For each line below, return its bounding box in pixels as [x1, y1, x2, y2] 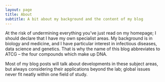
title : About [5, 12, 32, 17]
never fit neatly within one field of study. [5, 72, 88, 78]
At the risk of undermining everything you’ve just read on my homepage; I [5, 30, 157, 36]
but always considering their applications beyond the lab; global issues [5, 66, 151, 72]
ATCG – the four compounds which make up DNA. [5, 51, 108, 57]
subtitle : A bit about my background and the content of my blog [5, 16, 143, 21]
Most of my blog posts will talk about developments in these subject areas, [5, 61, 158, 67]
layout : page [5, 7, 32, 12]
